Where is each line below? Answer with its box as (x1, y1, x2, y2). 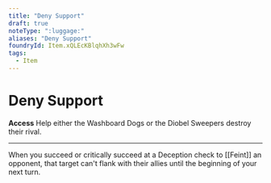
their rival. (8, 127, 42, 136)
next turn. (8, 167, 41, 177)
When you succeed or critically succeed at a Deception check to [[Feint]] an (8, 150, 262, 160)
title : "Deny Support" (8, 11, 85, 20)
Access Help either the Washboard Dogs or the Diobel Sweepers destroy (8, 118, 252, 127)
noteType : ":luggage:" (8, 27, 85, 35)
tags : (8, 49, 27, 57)
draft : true (8, 19, 48, 27)
